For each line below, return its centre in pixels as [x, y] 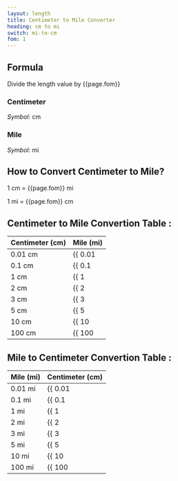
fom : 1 [17, 39]
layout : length [29, 13]
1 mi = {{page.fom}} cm [40, 202]
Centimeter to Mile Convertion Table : [89, 223]
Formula [25, 67]
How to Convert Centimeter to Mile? [86, 171]
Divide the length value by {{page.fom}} [64, 84]
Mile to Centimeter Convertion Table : [89, 358]
